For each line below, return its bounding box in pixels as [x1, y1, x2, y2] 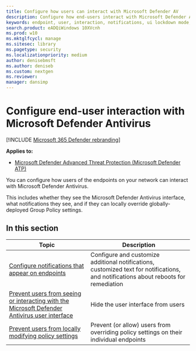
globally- [149, 200, 171, 207]
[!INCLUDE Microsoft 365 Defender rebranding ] [6, 136, 121, 143]
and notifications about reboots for [90, 273, 185, 281]
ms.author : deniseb [6, 63, 54, 69]
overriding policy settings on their [90, 328, 183, 336]
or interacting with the [9, 297, 69, 305]
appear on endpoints [9, 269, 66, 277]
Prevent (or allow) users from [90, 321, 171, 329]
